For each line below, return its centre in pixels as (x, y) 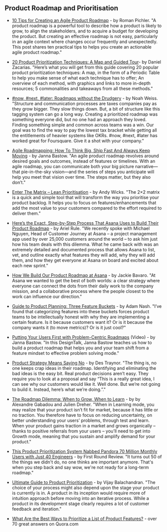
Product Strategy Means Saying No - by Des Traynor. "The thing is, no (84, 363)
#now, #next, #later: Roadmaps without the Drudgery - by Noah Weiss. (85, 98)
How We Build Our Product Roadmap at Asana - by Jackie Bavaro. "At (84, 275)
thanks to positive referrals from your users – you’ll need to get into (81, 431)
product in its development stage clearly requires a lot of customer (80, 503)
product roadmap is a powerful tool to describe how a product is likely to (87, 26)
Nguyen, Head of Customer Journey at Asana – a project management (84, 233)
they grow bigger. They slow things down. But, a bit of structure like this (86, 109)
